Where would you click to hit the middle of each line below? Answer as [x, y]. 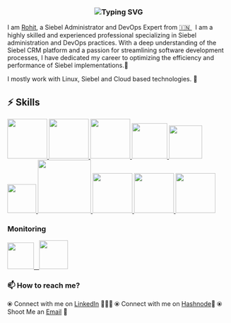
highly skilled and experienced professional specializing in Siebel [102, 35]
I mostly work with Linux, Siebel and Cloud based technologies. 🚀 [102, 79]
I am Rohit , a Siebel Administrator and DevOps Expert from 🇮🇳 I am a [110, 28]
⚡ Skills [24, 102]
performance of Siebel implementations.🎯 [68, 65]
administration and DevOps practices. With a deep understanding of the [112, 43]
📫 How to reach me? [44, 286]
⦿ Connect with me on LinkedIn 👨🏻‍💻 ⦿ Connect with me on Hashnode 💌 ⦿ [115, 303]
